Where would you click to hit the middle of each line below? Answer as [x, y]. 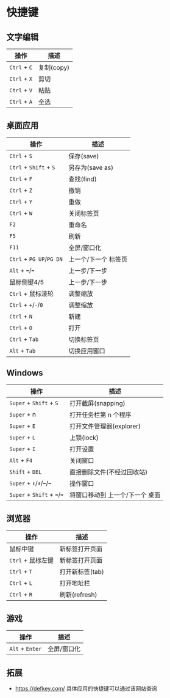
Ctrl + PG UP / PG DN [36, 259]
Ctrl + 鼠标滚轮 [31, 293]
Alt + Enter [26, 648]
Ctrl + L [21, 583]
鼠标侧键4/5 [27, 282]
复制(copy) [54, 68]
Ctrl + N [21, 316]
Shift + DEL [26, 471]
